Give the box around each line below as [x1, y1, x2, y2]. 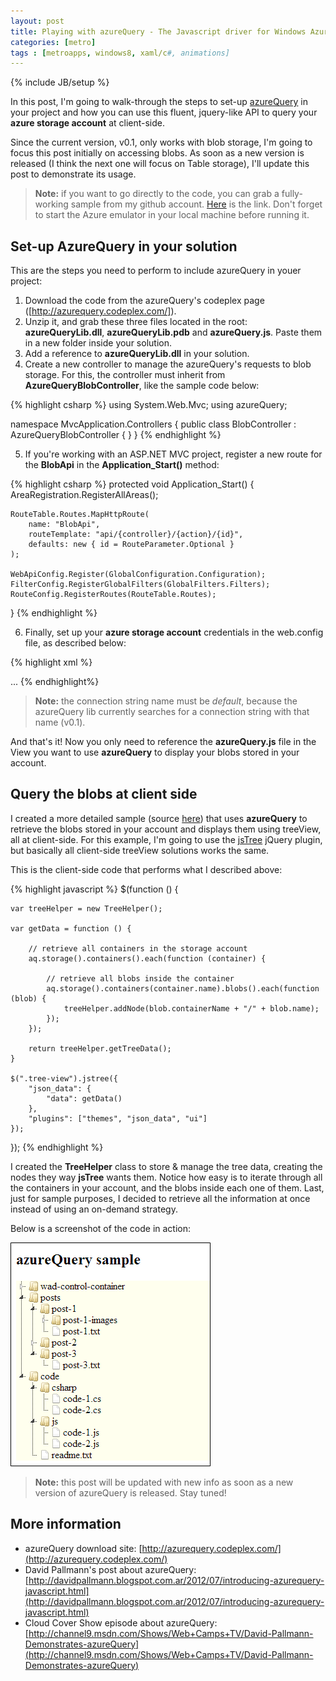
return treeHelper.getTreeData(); [28, 1043, 172, 1054]
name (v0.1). [34, 716, 86, 729]
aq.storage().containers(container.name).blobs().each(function [46, 983, 320, 994]
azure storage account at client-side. [10, 117, 166, 129]
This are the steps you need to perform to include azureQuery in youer [10, 265, 302, 277]
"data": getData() [46, 1093, 123, 1104]
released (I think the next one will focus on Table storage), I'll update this [10, 158, 310, 170]
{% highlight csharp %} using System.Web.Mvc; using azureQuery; [10, 399, 288, 411]
